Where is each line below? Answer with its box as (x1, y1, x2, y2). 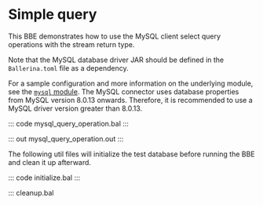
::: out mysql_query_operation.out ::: (8, 134, 124, 143)
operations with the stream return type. (8, 39, 135, 49)
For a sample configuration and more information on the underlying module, (8, 79, 254, 88)
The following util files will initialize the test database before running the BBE (8, 149, 255, 159)
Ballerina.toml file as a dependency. (8, 63, 129, 72)
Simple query (8, 5, 97, 24)
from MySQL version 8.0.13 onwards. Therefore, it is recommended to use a (8, 95, 253, 104)
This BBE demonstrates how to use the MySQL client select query (8, 31, 221, 41)
